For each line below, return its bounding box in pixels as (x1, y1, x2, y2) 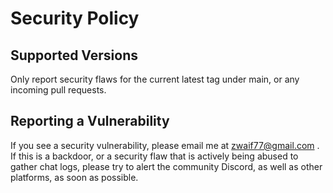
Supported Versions (10, 47, 138, 64)
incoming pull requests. (10, 84, 107, 96)
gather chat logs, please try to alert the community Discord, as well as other (10, 160, 323, 172)
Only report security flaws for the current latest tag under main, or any (10, 73, 300, 85)
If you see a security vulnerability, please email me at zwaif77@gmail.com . (10, 139, 320, 151)
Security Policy (10, 7, 140, 30)
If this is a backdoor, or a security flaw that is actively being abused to (10, 150, 299, 162)
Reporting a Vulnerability (10, 113, 170, 130)
